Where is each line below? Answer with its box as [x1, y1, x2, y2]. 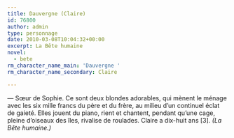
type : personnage [7, 29, 58, 37]
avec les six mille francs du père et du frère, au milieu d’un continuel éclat [7, 101, 220, 109]
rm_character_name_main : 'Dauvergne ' [7, 62, 121, 69]
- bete [13, 56, 33, 63]
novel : [7, 49, 27, 56]
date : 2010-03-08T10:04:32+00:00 [7, 36, 105, 43]
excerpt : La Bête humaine [7, 43, 83, 49]
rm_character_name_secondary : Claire [7, 68, 118, 75]
